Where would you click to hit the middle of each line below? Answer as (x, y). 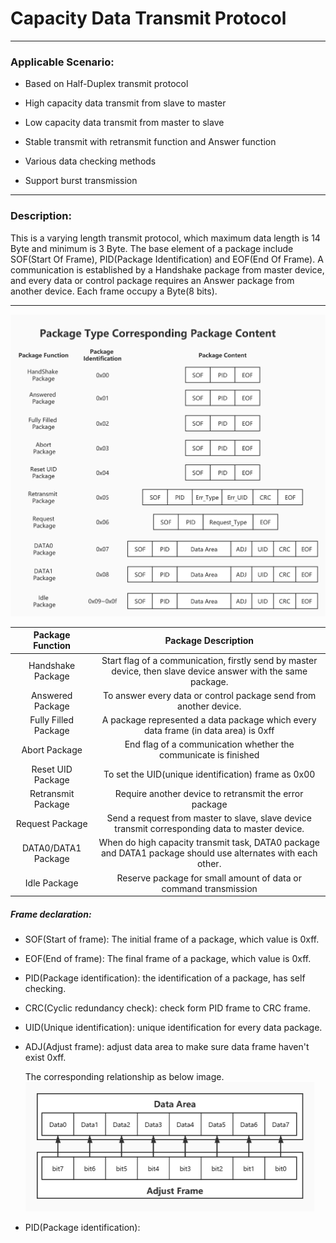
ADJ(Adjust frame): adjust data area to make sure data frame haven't (167, 1047)
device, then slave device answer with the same (209, 671)
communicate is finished (209, 755)
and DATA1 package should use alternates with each (209, 853)
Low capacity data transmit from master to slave (124, 123)
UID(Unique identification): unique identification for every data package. (173, 1028)
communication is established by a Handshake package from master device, (167, 269)
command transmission (209, 888)
